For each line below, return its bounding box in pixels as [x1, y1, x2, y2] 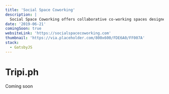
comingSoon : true [5, 26, 42, 31]
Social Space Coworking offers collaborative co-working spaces [10, 17, 147, 22]
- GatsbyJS [10, 45, 33, 50]
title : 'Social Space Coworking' [5, 7, 75, 13]
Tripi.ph [5, 66, 39, 78]
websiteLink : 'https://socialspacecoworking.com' [5, 31, 112, 36]
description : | [5, 12, 37, 17]
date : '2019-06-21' [5, 21, 46, 27]
